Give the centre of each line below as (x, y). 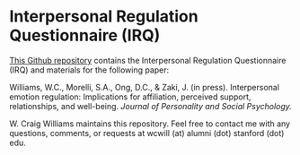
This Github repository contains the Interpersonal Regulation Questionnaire (148, 60)
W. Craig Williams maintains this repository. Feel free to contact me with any (150, 124)
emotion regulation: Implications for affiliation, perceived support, (130, 97)
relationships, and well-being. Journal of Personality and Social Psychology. (150, 106)
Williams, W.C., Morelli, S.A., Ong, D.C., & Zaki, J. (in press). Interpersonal (145, 87)
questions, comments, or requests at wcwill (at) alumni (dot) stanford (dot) (147, 133)
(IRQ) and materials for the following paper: (89, 70)
